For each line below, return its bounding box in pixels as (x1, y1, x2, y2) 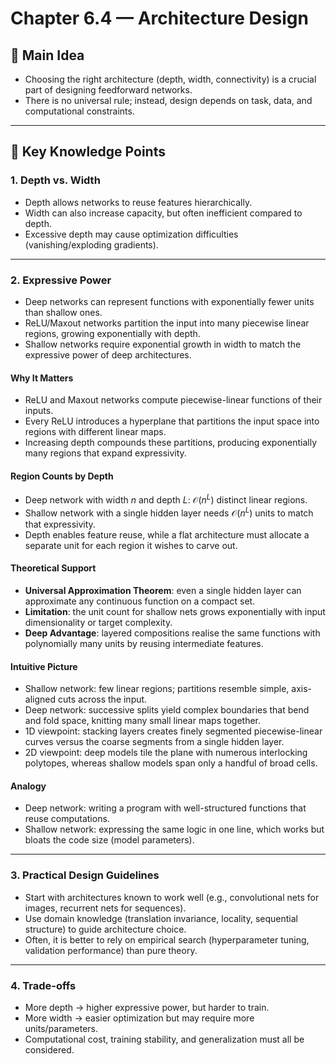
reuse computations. (24, 813, 110, 825)
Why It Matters (10, 372, 74, 384)
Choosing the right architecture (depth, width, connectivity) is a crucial (24, 73, 317, 85)
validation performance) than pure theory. (24, 944, 198, 956)
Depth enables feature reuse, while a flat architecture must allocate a (24, 528, 310, 541)
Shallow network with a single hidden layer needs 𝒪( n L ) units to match (24, 505, 314, 519)
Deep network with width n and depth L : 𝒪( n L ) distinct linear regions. (24, 492, 308, 506)
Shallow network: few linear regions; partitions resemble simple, (24, 683, 290, 695)
